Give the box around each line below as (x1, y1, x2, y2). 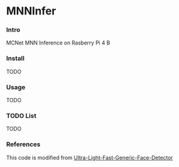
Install (6, 54, 25, 62)
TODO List (6, 112, 37, 120)
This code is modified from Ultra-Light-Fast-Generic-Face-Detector (6, 154, 174, 161)
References (6, 140, 41, 148)
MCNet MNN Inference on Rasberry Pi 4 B (6, 39, 111, 46)
